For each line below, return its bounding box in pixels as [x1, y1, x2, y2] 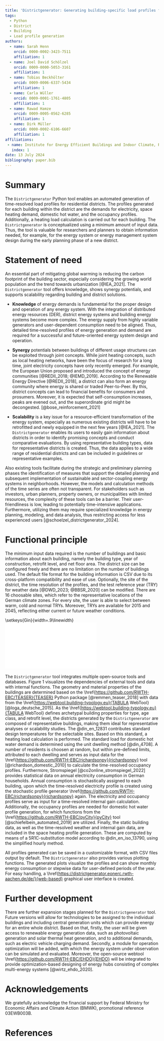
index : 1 [11, 148, 29, 152]
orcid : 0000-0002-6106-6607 [14, 127, 71, 132]
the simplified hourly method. [5, 840, 64, 846]
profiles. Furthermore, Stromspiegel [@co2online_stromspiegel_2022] [5, 767, 145, 773]
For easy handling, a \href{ [5, 870, 59, 876]
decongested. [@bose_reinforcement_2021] [12, 404, 101, 410]
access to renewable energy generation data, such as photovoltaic [5, 930, 139, 936]
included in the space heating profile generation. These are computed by [5, 830, 152, 836]
